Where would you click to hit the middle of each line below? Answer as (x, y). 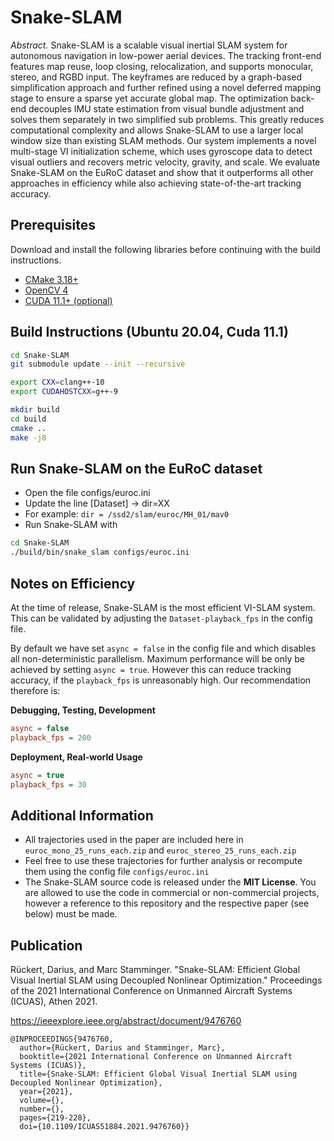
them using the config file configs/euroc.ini (117, 872)
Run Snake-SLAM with (71, 525)
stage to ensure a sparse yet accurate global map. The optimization (149, 98)
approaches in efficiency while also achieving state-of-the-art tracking (156, 183)
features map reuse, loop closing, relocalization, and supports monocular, (162, 66)
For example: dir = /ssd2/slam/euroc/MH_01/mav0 (127, 514)
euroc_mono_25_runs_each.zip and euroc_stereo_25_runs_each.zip (160, 850)
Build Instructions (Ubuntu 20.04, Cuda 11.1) (149, 332)
